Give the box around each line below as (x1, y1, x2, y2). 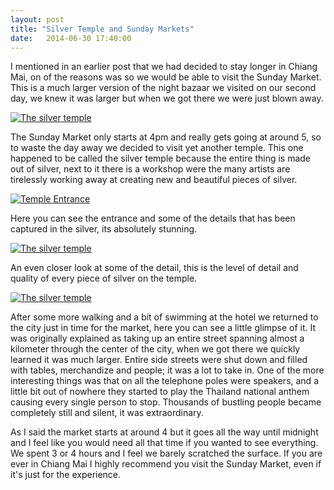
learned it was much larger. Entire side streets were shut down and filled (10, 354, 308, 366)
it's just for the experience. (10, 469, 122, 481)
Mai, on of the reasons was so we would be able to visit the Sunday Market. (10, 71, 322, 83)
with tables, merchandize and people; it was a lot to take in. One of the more (10, 364, 325, 376)
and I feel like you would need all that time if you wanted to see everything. (10, 437, 319, 449)
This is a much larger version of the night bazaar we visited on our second (10, 82, 317, 94)
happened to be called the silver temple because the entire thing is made (10, 152, 311, 165)
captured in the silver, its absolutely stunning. (10, 223, 198, 235)
